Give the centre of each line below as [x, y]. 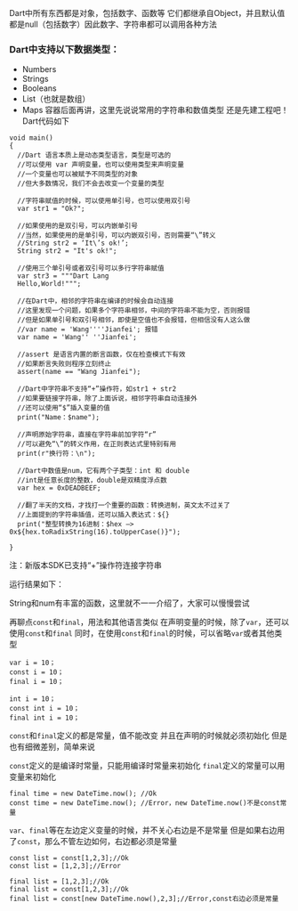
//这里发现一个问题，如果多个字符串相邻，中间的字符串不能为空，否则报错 [134, 311]
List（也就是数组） [56, 99]
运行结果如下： [36, 584]
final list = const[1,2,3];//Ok [69, 890]
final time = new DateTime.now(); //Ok [83, 794]
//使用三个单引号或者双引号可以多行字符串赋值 [91, 268]
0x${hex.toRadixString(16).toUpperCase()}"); [95, 533]
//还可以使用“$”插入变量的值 [64, 408]
